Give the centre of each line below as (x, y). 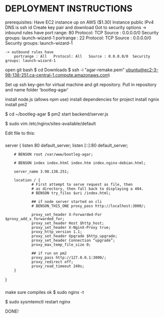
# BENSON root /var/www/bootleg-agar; (54, 155)
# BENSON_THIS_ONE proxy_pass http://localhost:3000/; (89, 206)
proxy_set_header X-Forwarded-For (67, 215)
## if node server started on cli (67, 202)
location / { (27, 180)
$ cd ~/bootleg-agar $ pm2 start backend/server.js (57, 114)
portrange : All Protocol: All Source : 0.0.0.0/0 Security (82, 56)
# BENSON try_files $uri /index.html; (71, 193)
